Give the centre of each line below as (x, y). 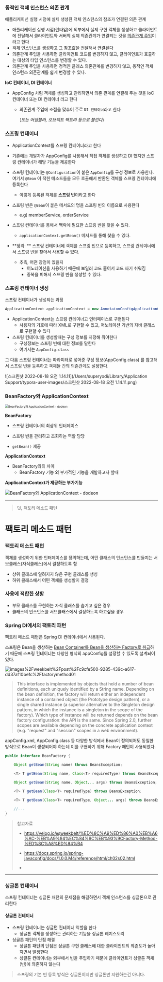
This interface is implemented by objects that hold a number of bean (85, 684)
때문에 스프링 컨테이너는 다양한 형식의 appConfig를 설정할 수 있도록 (74, 653)
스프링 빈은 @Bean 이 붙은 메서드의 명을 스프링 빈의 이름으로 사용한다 (76, 205)
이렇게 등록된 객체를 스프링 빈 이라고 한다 (57, 195)
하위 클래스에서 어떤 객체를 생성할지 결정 (50, 580)
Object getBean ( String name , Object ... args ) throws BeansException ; (86, 782)
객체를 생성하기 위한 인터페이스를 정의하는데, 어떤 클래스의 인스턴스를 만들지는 (79, 558)
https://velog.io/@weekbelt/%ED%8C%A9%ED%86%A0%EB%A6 (91, 833)
